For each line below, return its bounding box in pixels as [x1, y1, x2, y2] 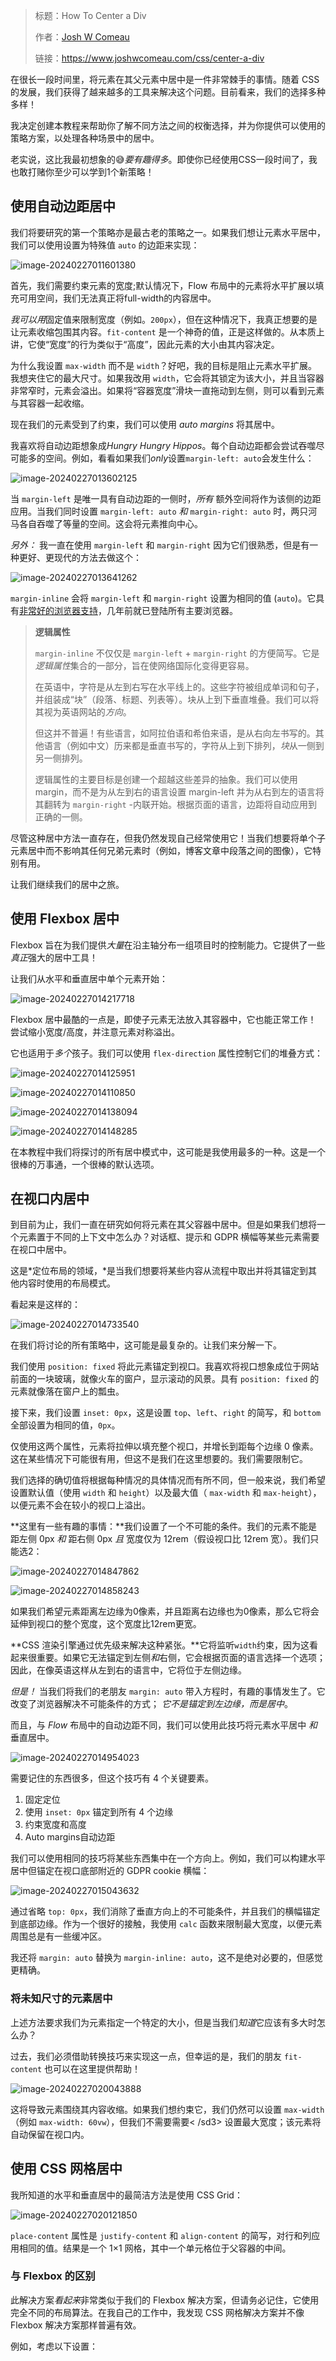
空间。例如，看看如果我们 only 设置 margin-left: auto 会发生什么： [44, 452, 315, 464]
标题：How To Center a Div [34, 10, 147, 21]
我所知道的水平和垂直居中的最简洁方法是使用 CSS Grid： [10, 2189, 243, 2201]
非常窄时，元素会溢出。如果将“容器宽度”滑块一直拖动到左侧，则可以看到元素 [10, 384, 325, 396]
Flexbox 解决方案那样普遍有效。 [10, 2319, 142, 2331]
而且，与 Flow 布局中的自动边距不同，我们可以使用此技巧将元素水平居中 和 [10, 1719, 318, 1731]
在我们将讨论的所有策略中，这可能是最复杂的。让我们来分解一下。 [10, 1339, 282, 1351]
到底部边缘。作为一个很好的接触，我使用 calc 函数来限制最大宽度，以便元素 [10, 1918, 323, 1930]
